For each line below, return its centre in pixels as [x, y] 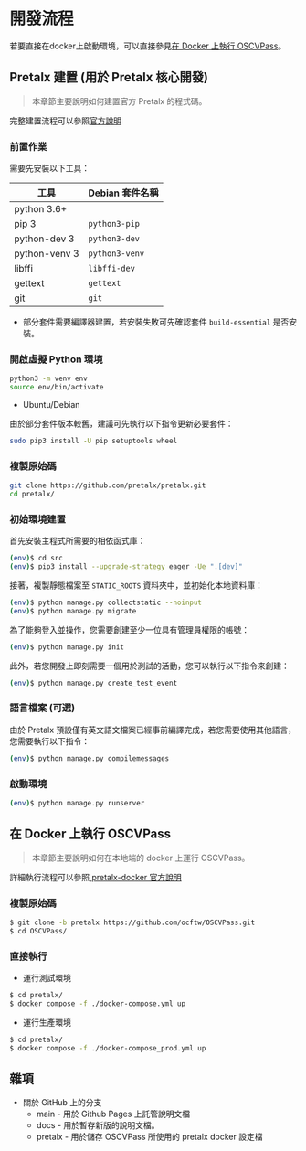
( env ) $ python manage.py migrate [73, 611]
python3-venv [116, 254]
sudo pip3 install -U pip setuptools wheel [94, 441]
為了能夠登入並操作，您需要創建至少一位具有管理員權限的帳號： [129, 629]
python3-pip [114, 224]
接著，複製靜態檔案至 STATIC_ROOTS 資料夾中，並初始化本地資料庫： [136, 585]
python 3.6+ [41, 209]
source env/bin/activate [57, 388]
